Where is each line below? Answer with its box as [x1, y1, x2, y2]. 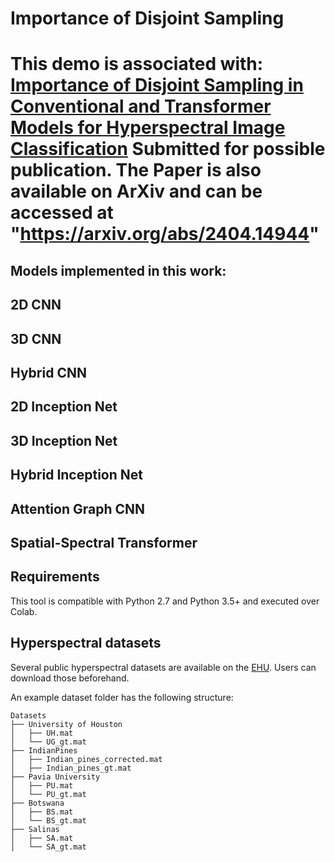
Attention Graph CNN [10, 500, 145, 517]
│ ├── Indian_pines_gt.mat [10, 763, 132, 773]
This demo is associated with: [10, 53, 264, 76]
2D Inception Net [10, 398, 118, 416]
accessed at [10, 202, 114, 224]
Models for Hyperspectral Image [10, 117, 286, 139]
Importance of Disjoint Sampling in [10, 74, 304, 97]
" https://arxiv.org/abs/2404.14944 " [10, 223, 320, 246]
